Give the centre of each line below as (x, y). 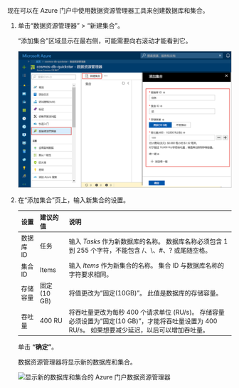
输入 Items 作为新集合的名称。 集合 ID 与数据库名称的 (146, 266)
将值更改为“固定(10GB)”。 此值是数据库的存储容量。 (145, 293)
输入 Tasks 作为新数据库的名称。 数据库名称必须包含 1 (148, 241)
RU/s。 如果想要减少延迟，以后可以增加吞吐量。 (139, 330)
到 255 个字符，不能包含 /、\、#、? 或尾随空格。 (140, 251)
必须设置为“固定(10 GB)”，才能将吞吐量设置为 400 (143, 321)
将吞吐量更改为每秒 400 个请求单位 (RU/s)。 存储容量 (147, 312)
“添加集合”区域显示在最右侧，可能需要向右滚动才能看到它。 (105, 41)
